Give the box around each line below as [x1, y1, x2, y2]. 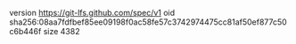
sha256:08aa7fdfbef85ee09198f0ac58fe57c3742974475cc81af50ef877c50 [9, 17, 287, 27]
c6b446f [9, 26, 42, 36]
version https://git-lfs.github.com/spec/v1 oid [9, 8, 176, 18]
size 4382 [43, 26, 80, 36]
